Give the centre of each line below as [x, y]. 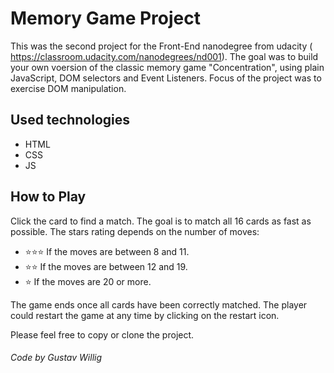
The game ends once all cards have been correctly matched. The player [159, 304]
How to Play [48, 197]
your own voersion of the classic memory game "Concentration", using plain [167, 67]
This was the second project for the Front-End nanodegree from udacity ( [161, 46]
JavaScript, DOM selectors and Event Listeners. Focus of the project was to [166, 78]
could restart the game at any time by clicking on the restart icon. [145, 315]
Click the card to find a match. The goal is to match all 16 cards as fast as [161, 221]
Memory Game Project [105, 18]
